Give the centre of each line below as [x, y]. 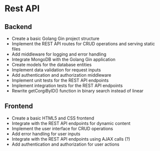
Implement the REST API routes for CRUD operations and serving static [83, 44]
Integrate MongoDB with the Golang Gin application [64, 59]
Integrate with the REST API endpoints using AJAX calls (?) [71, 139]
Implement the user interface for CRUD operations [62, 128]
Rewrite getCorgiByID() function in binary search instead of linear [78, 91]
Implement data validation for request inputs [56, 70]
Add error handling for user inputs [46, 134]
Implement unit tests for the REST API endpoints [60, 80]
